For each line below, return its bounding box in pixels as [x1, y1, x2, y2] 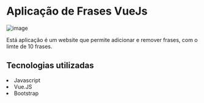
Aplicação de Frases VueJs [6, 4, 148, 18]
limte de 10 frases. [6, 43, 53, 50]
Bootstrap [14, 90, 39, 97]
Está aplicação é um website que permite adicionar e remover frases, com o [6, 36, 198, 43]
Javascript [14, 76, 41, 83]
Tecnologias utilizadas [6, 60, 94, 71]
